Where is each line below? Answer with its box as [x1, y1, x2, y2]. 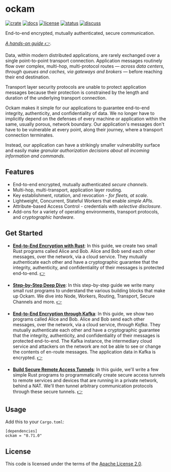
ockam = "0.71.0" [5, 433, 42, 439]
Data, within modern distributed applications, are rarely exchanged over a [5, 52, 160, 58]
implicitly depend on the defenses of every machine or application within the [5, 115, 166, 122]
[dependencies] [5, 429, 38, 434]
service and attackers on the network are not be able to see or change [12, 343, 161, 349]
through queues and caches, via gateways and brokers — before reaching [5, 68, 162, 74]
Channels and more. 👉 [12, 299, 62, 305]
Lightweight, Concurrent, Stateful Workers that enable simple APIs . [12, 198, 154, 204]
